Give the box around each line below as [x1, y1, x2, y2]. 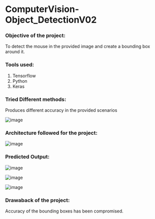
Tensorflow [12, 73, 36, 79]
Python [12, 78, 27, 84]
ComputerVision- [5, 4, 79, 15]
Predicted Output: [5, 153, 50, 160]
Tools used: [5, 61, 34, 68]
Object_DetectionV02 [5, 14, 97, 26]
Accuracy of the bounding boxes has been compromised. [5, 208, 123, 214]
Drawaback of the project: [5, 196, 70, 203]
